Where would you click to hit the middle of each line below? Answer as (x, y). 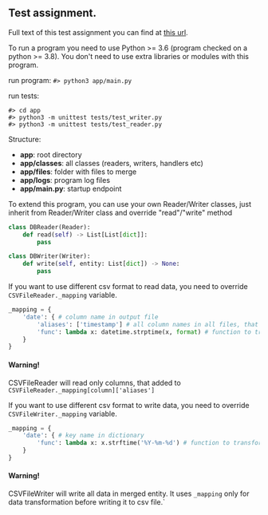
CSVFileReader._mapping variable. (63, 295)
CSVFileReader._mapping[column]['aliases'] (82, 390)
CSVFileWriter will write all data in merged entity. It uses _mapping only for (129, 493)
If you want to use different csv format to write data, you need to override (129, 405)
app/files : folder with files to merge (78, 172)
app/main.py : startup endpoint (71, 188)
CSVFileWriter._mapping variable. (63, 414)
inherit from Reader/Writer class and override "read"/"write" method (120, 212)
